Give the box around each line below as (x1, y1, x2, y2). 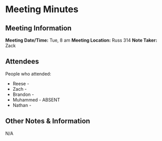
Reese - (12, 80, 29, 87)
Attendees (5, 57, 39, 66)
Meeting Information (5, 24, 72, 32)
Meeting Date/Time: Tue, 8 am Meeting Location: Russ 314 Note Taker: (5, 37, 157, 43)
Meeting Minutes (5, 4, 79, 15)
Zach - (12, 86, 27, 92)
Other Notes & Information (5, 117, 90, 125)
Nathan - (12, 102, 31, 108)
